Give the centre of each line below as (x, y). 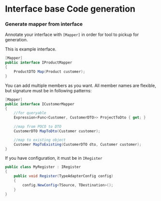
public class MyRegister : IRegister (43, 167)
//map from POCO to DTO (38, 127)
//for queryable (30, 113)
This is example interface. (31, 49)
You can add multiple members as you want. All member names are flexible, (80, 85)
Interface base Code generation (70, 9)
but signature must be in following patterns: (48, 90)
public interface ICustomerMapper (40, 104)
